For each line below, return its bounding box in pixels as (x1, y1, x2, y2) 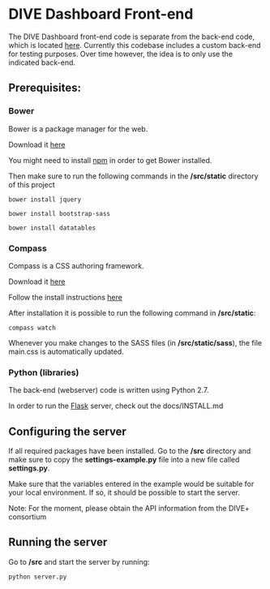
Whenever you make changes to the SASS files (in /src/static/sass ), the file (8, 337, 262, 347)
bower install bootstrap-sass (8, 209, 111, 217)
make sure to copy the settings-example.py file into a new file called (8, 455, 240, 465)
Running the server (8, 535, 108, 549)
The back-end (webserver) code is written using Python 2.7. (8, 385, 209, 395)
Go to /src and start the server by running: (8, 557, 150, 566)
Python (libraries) (8, 367, 79, 378)
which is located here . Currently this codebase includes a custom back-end (8, 40, 261, 49)
